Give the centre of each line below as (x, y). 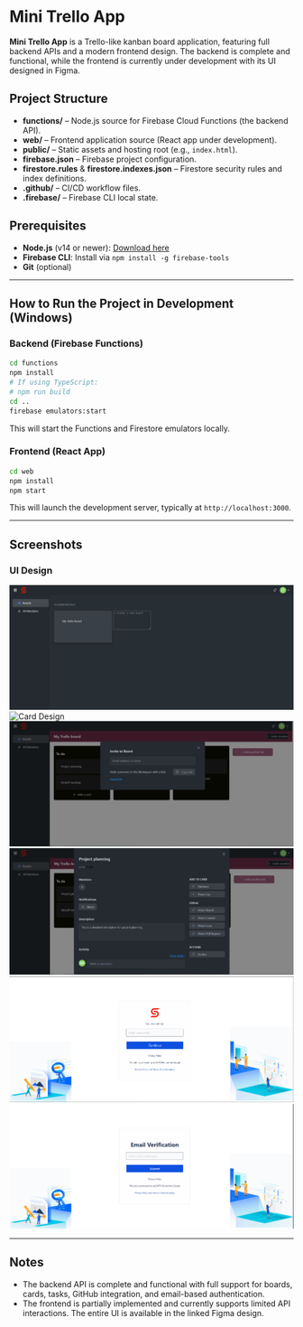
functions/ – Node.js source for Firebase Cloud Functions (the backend (155, 120)
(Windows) (41, 318)
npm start (28, 491)
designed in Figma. (45, 70)
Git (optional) (47, 266)
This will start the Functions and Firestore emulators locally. (119, 428)
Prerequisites (48, 226)
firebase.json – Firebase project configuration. (109, 159)
